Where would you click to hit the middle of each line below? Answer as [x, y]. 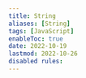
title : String [32, 16]
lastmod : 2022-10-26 [43, 54]
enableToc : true [36, 39]
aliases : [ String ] [39, 24]
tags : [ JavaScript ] [41, 31]
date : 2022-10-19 [38, 46]
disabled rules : [36, 62]
